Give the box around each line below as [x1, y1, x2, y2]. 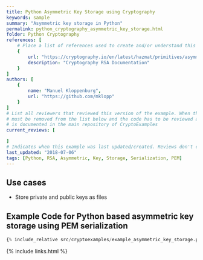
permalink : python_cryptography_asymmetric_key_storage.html [6, 25, 164, 32]
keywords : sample [6, 15, 50, 21]
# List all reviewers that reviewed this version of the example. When [6, 110, 190, 116]
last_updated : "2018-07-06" [6, 149, 77, 155]
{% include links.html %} [6, 248, 68, 255]
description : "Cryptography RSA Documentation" [28, 59, 150, 65]
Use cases [6, 177, 47, 188]
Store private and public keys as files [14, 193, 108, 201]
